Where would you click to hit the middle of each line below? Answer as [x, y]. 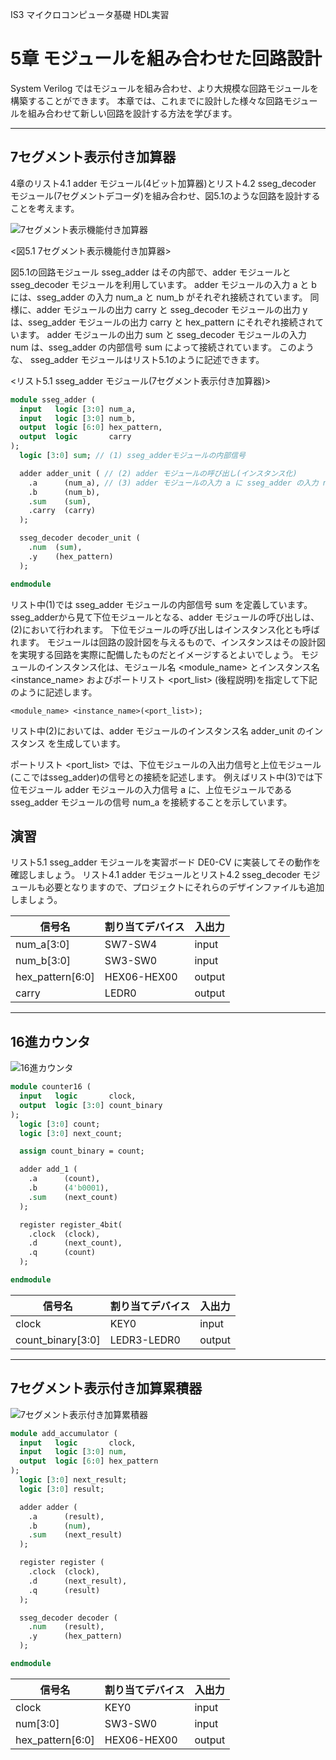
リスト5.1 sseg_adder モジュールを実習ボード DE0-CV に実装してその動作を [166, 862]
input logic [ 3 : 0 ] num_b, [78, 418]
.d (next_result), [78, 1581]
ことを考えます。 [45, 208]
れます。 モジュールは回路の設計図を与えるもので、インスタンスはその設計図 [168, 642]
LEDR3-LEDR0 [145, 1340]
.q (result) [64, 1590]
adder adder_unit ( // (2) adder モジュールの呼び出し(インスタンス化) [158, 473]
